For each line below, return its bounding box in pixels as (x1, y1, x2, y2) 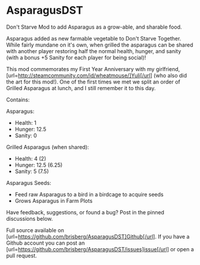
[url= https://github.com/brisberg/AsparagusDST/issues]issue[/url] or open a (6, 245, 194, 252)
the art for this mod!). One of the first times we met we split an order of (6, 78, 180, 85)
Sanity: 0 (14, 132, 37, 139)
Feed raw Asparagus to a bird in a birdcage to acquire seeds (14, 190, 164, 198)
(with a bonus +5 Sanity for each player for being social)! (6, 54, 146, 61)
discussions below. (6, 215, 53, 222)
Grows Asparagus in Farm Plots (14, 197, 93, 204)
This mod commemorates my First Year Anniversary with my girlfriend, (6, 65, 180, 72)
